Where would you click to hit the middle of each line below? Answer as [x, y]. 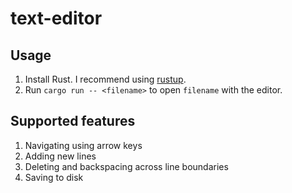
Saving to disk [54, 177]
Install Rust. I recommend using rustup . [105, 79]
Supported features [73, 121]
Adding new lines [60, 156]
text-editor [56, 18]
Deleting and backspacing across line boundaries [126, 166]
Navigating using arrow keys [83, 145]
